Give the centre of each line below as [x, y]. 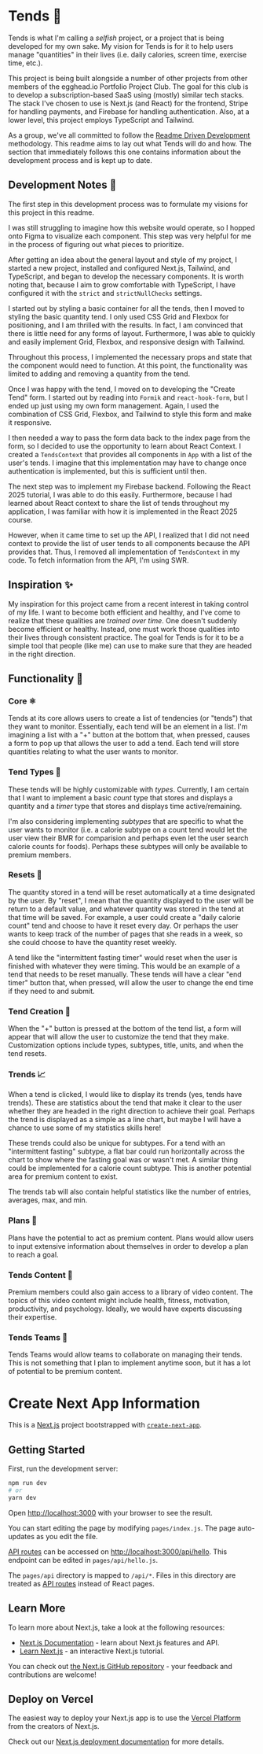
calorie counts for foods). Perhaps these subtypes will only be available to [128, 846]
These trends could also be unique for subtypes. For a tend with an [117, 1143]
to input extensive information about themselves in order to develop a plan [128, 1246]
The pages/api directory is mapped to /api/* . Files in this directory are [122, 1575]
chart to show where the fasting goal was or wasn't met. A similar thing [123, 1160]
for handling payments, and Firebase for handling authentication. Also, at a [129, 111]
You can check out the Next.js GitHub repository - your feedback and [121, 1666]
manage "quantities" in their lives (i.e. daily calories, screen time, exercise [128, 54]
